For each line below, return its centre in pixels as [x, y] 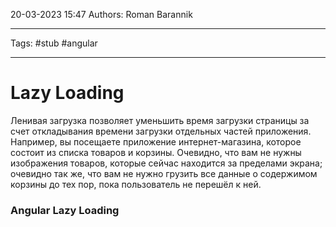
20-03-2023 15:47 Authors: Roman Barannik [101, 14]
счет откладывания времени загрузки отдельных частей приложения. [161, 131]
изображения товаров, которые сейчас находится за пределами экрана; [166, 163]
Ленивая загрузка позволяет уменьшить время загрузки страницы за [160, 120]
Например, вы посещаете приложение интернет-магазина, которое [156, 141]
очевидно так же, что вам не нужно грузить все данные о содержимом [164, 173]
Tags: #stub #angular [54, 43]
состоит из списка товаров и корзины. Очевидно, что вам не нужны [156, 152]
